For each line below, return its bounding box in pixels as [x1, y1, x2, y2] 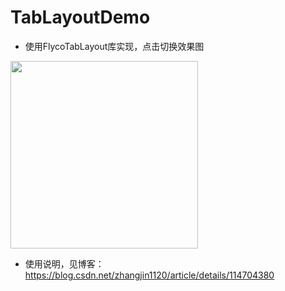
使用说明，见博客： [24, 257, 105, 270]
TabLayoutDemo [10, 6, 151, 29]
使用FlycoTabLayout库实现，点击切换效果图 [24, 40, 205, 52]
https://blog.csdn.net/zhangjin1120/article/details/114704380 [24, 269, 275, 281]
